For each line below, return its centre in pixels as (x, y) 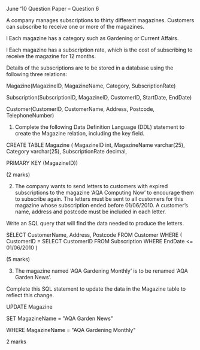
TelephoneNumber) (30, 115)
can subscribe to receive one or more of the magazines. (75, 27)
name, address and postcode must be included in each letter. (90, 212)
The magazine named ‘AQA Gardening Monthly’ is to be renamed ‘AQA (101, 271)
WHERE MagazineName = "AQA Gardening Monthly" (71, 330)
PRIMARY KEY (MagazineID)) (42, 163)
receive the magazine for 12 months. (51, 56)
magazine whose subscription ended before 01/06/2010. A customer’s (101, 205)
